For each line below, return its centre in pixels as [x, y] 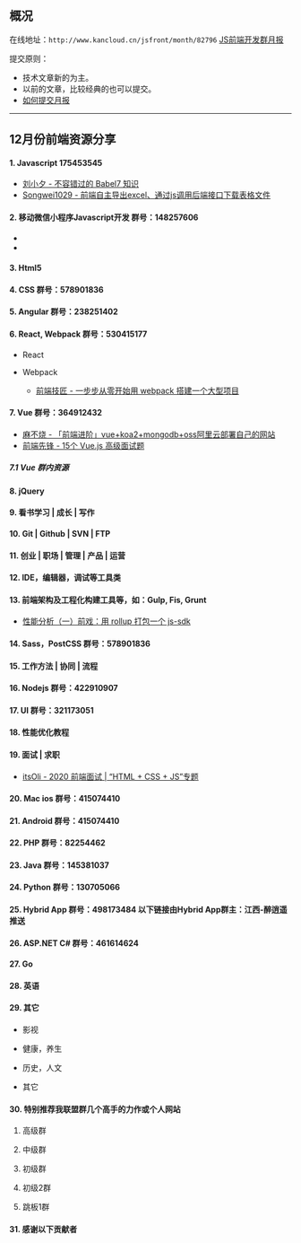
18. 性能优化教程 [39, 732]
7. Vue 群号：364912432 [56, 413]
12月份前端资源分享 [63, 140]
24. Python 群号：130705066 [65, 888]
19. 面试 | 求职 [35, 754]
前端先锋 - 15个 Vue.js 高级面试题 [83, 445]
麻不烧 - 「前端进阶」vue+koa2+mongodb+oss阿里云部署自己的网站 [149, 434]
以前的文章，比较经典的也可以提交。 [89, 89]
